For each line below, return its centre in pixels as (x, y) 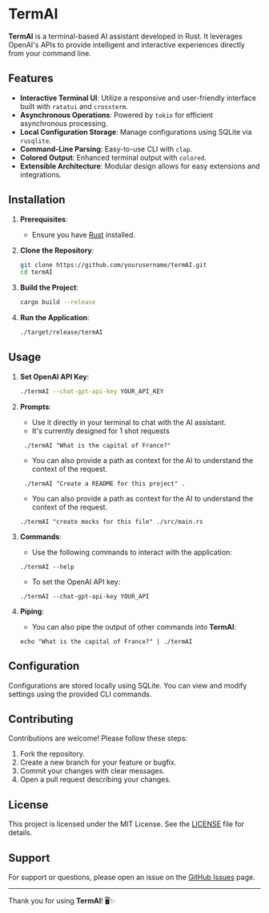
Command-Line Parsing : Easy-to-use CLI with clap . (106, 148)
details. (20, 833)
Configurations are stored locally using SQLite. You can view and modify (128, 685)
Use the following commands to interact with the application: (132, 552)
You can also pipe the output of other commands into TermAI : (134, 627)
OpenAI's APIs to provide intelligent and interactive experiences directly (127, 44)
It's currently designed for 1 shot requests (100, 431)
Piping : (32, 611)
